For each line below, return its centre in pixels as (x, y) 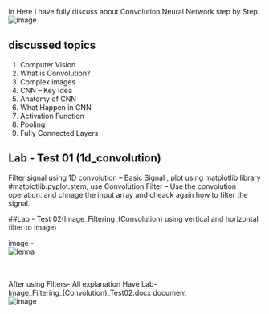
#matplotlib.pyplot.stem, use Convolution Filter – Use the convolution (122, 186)
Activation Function (52, 116)
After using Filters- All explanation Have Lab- (83, 283)
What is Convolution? (55, 73)
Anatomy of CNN (48, 99)
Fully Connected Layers (59, 133)
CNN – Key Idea (46, 90)
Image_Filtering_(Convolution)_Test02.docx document (98, 292)
